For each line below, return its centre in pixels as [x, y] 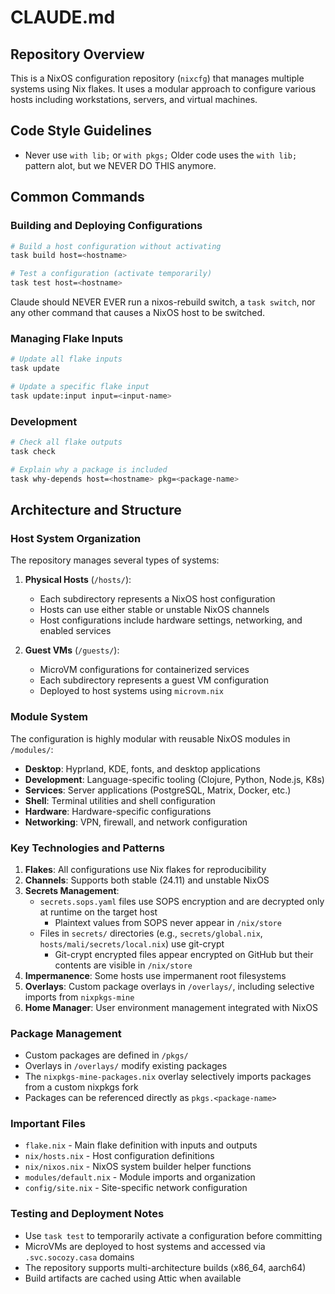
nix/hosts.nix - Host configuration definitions [119, 1156]
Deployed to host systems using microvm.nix [132, 691]
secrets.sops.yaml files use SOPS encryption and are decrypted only [182, 901]
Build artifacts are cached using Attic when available [133, 1278]
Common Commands [77, 197]
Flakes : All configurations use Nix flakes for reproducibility [145, 869]
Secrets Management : [72, 890]
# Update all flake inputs [66, 359]
